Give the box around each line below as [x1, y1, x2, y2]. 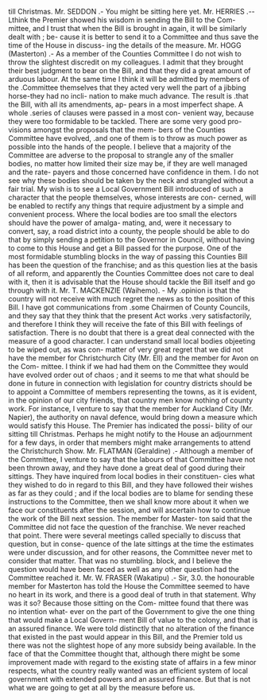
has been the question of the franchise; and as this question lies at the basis [8, 260, 258, 270]
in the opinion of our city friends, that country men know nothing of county [8, 395, 253, 405]
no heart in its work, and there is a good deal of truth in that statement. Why [8, 590, 257, 599]
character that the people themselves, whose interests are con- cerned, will [8, 192, 257, 202]
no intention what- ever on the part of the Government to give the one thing [8, 607, 256, 616]
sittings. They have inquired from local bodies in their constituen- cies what [8, 472, 256, 480]
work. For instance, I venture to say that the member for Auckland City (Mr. [8, 404, 253, 413]
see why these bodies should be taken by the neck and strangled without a [8, 176, 254, 185]
